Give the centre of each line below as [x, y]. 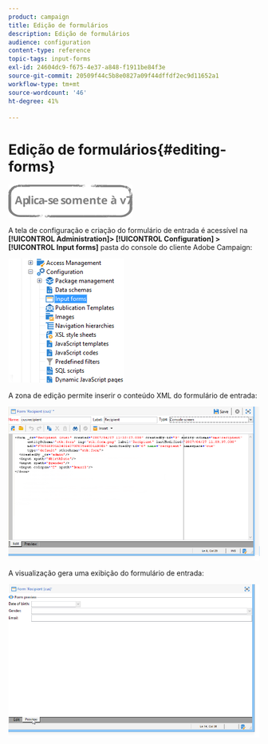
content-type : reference [49, 51]
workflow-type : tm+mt [44, 84]
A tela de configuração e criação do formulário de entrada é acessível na [128, 231]
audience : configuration [49, 42]
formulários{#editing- [153, 150]
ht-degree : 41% [33, 101]
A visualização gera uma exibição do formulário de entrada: [106, 573]
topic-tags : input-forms [49, 59]
